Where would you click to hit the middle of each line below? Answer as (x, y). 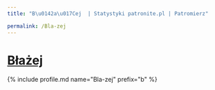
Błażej (25, 60)
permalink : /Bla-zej (37, 26)
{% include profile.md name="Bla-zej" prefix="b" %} (82, 80)
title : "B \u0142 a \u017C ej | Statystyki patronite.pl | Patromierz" (108, 13)
